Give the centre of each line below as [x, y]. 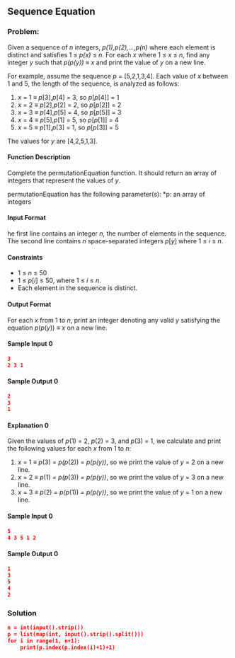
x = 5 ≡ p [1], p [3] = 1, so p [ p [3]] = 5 [68, 127]
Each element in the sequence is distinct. [78, 288]
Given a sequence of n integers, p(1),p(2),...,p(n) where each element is [111, 47]
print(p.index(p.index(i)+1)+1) [68, 647]
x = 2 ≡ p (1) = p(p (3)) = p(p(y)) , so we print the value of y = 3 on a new [121, 478]
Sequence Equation [51, 12]
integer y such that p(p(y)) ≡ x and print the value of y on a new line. [107, 62]
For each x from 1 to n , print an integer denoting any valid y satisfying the [114, 320]
